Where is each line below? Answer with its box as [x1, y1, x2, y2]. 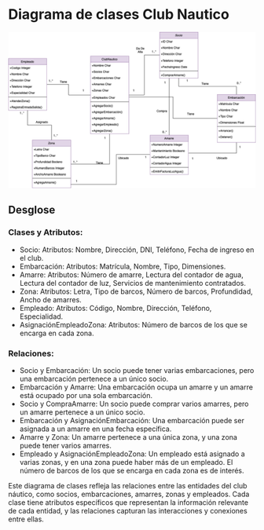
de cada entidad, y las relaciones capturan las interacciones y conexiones [8, 506, 247, 515]
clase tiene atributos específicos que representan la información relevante [8, 497, 249, 507]
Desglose [8, 203, 56, 217]
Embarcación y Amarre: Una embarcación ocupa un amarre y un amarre [19, 382, 254, 392]
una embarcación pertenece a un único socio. [19, 374, 169, 383]
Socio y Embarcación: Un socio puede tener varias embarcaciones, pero [19, 365, 255, 375]
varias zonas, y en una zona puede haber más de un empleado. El [19, 457, 233, 466]
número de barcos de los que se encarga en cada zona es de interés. [19, 466, 244, 475]
